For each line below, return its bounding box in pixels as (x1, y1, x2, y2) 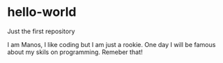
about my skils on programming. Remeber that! (7, 48, 143, 56)
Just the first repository (7, 27, 76, 35)
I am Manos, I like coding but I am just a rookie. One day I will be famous (7, 40, 216, 48)
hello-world (7, 4, 77, 20)
